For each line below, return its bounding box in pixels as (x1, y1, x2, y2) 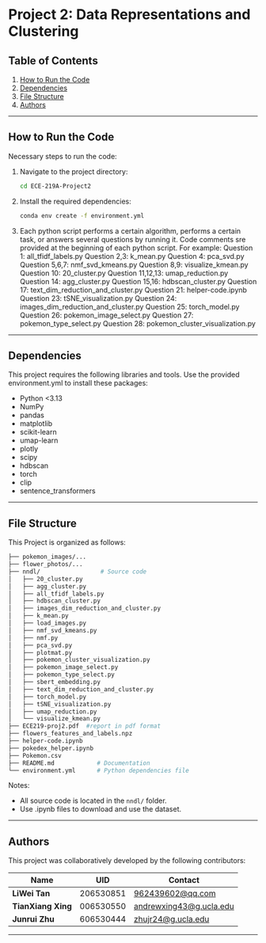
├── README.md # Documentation (8, 759, 150, 767)
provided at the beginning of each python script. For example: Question (19, 243, 253, 253)
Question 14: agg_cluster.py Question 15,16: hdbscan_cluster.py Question (19, 276, 257, 286)
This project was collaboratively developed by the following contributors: (8, 856, 246, 865)
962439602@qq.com (133, 888, 216, 899)
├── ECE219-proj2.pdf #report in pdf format (8, 722, 161, 730)
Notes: (8, 781, 30, 790)
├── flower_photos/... (8, 561, 83, 568)
